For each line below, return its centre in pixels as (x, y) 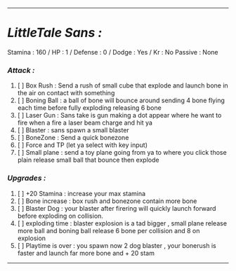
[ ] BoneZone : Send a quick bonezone (73, 138)
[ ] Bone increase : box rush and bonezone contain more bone (107, 201)
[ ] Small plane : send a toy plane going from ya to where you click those (122, 153)
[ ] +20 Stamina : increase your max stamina (81, 193)
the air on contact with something (66, 93)
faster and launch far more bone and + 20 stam (86, 253)
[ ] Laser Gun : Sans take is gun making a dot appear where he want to (119, 116)
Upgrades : (27, 178)
